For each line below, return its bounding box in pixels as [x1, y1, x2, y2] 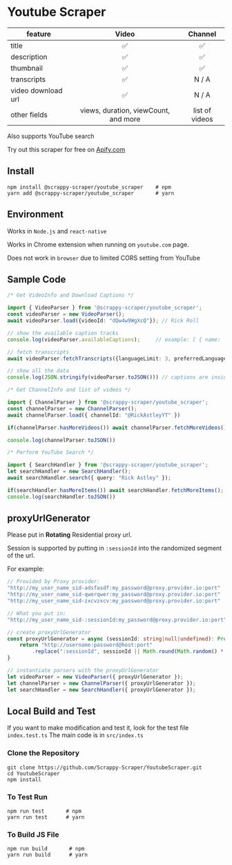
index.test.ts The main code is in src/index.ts [7, 731, 144, 739]
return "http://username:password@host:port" [19, 642, 153, 649]
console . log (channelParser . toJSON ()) [7, 437, 116, 444]
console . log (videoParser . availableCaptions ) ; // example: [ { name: [7, 336, 221, 343]
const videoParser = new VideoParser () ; [7, 311, 126, 318]
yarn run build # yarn [7, 851, 88, 859]
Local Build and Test [7, 705, 96, 717]
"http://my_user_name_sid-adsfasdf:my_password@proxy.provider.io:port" [7, 584, 221, 591]
